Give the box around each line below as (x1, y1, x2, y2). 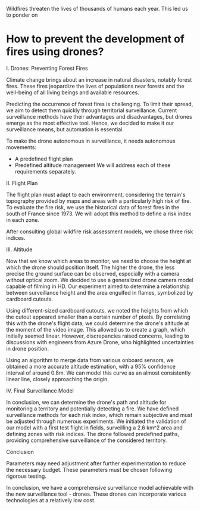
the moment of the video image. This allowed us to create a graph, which (6, 326, 186, 333)
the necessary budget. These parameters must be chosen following (6, 466, 173, 473)
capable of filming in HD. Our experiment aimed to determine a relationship (6, 283, 190, 290)
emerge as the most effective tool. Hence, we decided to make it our (6, 119, 174, 126)
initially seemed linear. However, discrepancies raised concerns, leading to (6, 332, 189, 339)
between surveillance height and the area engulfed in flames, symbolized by (6, 289, 193, 296)
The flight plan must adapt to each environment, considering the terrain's (6, 191, 186, 198)
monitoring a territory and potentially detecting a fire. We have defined (6, 405, 179, 412)
